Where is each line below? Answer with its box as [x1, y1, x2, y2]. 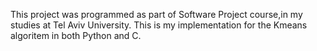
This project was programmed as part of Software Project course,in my [10, 9, 303, 20]
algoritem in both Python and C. [10, 30, 142, 41]
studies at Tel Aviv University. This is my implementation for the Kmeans [10, 19, 308, 31]
